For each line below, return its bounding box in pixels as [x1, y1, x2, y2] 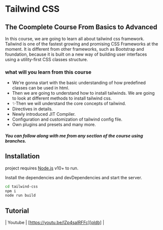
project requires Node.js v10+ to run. [5, 165, 79, 171]
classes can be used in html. [12, 85, 70, 91]
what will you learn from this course [5, 68, 91, 75]
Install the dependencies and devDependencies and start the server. [5, 174, 143, 180]
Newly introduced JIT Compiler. [12, 111, 76, 117]
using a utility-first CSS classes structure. [5, 57, 89, 62]
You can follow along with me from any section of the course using [5, 133, 144, 139]
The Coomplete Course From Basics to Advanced [5, 23, 158, 31]
